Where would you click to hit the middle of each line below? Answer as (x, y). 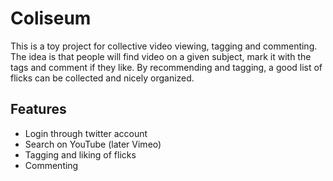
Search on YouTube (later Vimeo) (93, 144)
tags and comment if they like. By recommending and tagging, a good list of (166, 67)
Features (38, 109)
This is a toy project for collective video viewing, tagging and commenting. (164, 46)
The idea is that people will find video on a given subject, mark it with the (161, 56)
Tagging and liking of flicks (80, 154)
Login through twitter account (86, 133)
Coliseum (51, 18)
